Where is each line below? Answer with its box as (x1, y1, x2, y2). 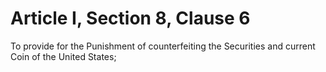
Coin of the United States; (10, 50, 117, 62)
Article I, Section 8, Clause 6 (10, 7, 251, 30)
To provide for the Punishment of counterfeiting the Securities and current (10, 40, 316, 52)
